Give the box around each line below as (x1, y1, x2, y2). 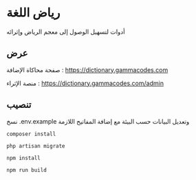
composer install (6, 131, 56, 137)
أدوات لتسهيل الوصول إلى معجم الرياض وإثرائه (6, 27, 125, 36)
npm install (6, 155, 41, 161)
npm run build (6, 166, 47, 173)
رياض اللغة (6, 5, 61, 21)
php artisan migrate (6, 142, 66, 149)
